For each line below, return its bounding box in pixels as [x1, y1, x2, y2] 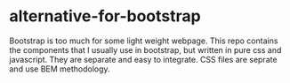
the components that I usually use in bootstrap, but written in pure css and [9, 44, 282, 55]
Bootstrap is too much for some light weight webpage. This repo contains [9, 35, 278, 46]
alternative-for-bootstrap [9, 6, 202, 26]
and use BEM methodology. [9, 64, 110, 74]
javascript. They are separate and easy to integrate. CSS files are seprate [9, 54, 278, 64]
